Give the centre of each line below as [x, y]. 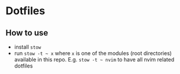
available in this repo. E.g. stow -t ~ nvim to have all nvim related [94, 59]
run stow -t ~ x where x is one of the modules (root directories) [93, 53]
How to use [27, 33]
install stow [27, 47]
